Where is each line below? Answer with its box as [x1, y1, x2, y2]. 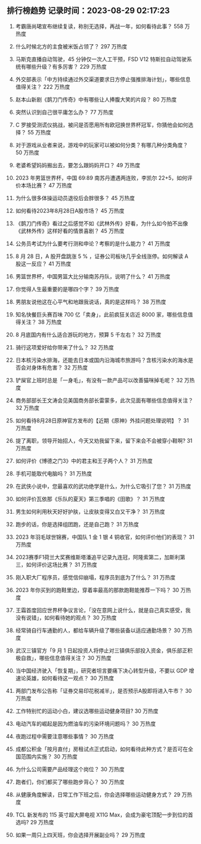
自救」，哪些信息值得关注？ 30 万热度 [20, 654, 112, 661]
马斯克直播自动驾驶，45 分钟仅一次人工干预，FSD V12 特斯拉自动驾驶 [15, 56, 187, 63]
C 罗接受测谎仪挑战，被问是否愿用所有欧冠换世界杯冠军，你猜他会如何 [15, 121, 188, 128]
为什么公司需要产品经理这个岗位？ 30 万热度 [15, 765, 125, 772]
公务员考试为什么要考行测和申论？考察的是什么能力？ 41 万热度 [15, 240, 171, 247]
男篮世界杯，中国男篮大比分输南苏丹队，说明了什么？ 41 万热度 [15, 272, 171, 280]
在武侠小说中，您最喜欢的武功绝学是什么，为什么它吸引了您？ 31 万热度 [15, 483, 191, 490]
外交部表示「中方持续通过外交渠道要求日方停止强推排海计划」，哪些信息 [15, 75, 191, 82]
